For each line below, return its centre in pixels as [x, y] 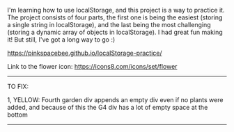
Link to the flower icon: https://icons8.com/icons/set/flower [92, 66]
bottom [17, 115]
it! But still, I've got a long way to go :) [61, 40]
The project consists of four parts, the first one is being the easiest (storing [115, 17]
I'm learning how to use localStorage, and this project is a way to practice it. [116, 10]
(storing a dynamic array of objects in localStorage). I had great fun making [115, 32]
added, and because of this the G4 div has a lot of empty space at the [108, 107]
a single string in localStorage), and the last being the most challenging [109, 25]
